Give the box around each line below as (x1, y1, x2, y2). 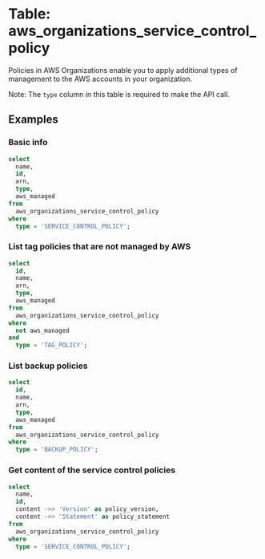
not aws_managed (15, 326, 70, 334)
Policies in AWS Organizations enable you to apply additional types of (8, 65, 238, 75)
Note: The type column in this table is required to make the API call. (8, 89, 231, 99)
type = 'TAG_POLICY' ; (15, 342, 88, 350)
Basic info (8, 137, 48, 148)
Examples (8, 113, 58, 127)
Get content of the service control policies (8, 464, 176, 476)
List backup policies (8, 360, 88, 371)
